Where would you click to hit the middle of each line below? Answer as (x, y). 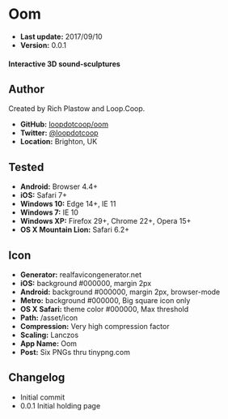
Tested (26, 167)
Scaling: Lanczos (49, 335)
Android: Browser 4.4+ (59, 186)
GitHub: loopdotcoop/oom (64, 124)
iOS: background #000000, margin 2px (86, 283)
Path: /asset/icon (49, 318)
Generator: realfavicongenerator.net (80, 274)
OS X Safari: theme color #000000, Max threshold (104, 309)
